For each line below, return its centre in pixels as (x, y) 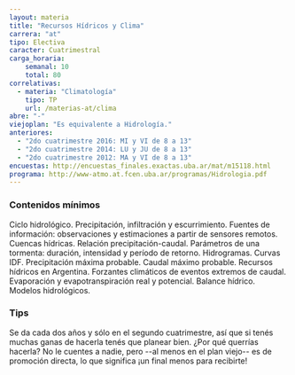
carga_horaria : (37, 59)
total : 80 (43, 75)
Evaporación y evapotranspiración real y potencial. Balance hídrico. (132, 281)
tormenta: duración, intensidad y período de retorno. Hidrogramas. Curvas (145, 253)
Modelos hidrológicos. (50, 290)
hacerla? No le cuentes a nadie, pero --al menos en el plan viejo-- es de (140, 351)
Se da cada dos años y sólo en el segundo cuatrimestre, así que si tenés (141, 332)
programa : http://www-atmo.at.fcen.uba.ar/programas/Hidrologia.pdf (138, 174)
